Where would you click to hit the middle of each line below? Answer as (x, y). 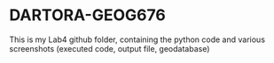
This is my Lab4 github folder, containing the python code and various (137, 39)
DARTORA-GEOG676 (87, 15)
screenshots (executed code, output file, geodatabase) (110, 48)
